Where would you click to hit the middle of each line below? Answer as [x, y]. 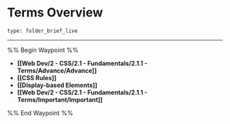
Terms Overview [55, 13]
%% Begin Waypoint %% [43, 50]
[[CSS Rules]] [37, 77]
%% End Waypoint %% [40, 113]
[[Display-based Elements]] [57, 85]
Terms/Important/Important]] [60, 99]
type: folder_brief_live [42, 31]
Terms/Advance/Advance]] [57, 71]
